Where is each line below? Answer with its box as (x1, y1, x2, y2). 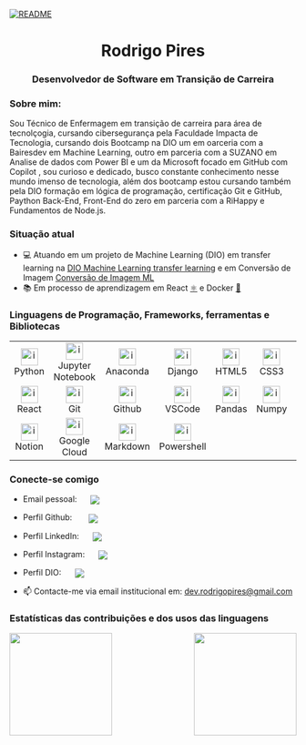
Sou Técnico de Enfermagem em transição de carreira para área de (9, 118, 262, 129)
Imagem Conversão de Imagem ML (22, 271, 155, 282)
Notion (15, 440, 44, 453)
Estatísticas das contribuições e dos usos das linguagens (9, 612, 269, 625)
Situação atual (9, 228, 75, 240)
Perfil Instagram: (22, 548, 86, 559)
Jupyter (57, 360, 91, 372)
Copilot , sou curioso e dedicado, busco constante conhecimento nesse (9, 167, 280, 178)
